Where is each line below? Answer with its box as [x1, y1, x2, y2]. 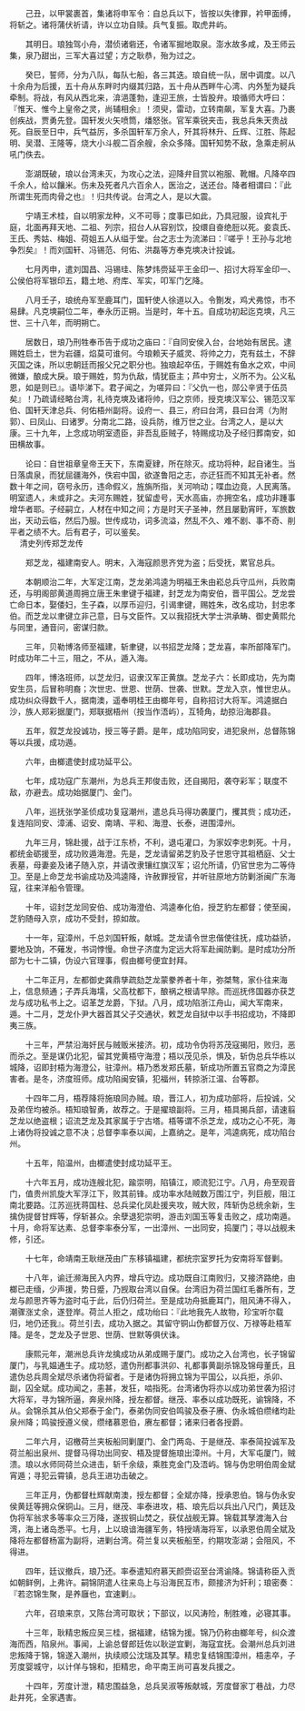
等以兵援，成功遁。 [9, 737, 82, 748]
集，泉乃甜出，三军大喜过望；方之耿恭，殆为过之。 [9, 50, 201, 61]
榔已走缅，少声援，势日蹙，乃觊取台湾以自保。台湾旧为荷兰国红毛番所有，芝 [9, 1283, 296, 1294]
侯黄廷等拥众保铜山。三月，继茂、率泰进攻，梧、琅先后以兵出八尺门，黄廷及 [9, 1501, 296, 1512]
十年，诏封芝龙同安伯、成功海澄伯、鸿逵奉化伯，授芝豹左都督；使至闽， [25, 901, 296, 912]
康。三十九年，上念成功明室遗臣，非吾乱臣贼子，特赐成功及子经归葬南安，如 [9, 428, 296, 438]
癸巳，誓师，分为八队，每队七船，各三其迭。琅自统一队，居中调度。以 [25, 69, 288, 80]
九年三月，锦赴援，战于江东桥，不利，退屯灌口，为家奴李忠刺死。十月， [25, 837, 296, 848]
